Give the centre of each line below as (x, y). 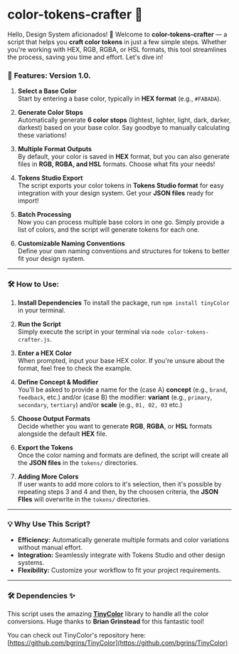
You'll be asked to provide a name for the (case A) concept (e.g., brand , (122, 389)
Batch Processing (44, 215)
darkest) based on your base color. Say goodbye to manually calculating (123, 128)
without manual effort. (50, 547)
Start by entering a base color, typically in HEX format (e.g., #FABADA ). (119, 98)
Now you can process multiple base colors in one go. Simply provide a (121, 222)
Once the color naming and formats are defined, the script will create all (123, 455)
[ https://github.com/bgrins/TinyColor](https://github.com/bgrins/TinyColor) (118, 643)
